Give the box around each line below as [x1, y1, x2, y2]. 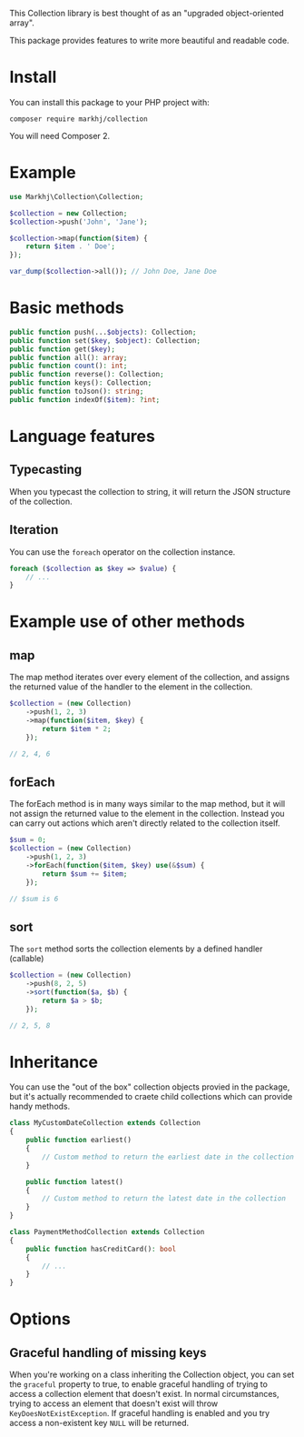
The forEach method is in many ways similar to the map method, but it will [9, 799, 286, 809]
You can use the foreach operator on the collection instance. [9, 546, 236, 558]
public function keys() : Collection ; [9, 378, 152, 387]
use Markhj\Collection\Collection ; [9, 192, 144, 201]
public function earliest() [25, 1136, 132, 1145]
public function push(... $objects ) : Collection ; [9, 327, 197, 337]
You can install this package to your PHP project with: [9, 96, 211, 107]
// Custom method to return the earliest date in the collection [42, 1152, 295, 1161]
